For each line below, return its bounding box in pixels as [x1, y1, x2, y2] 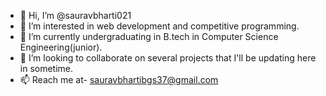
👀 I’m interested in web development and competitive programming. [19, 20, 300, 32]
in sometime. [19, 63, 74, 74]
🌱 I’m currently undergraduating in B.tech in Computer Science [19, 31, 279, 42]
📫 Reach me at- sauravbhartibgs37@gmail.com [19, 74, 219, 85]
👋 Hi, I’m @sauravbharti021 [19, 10, 132, 21]
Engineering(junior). [19, 41, 103, 53]
